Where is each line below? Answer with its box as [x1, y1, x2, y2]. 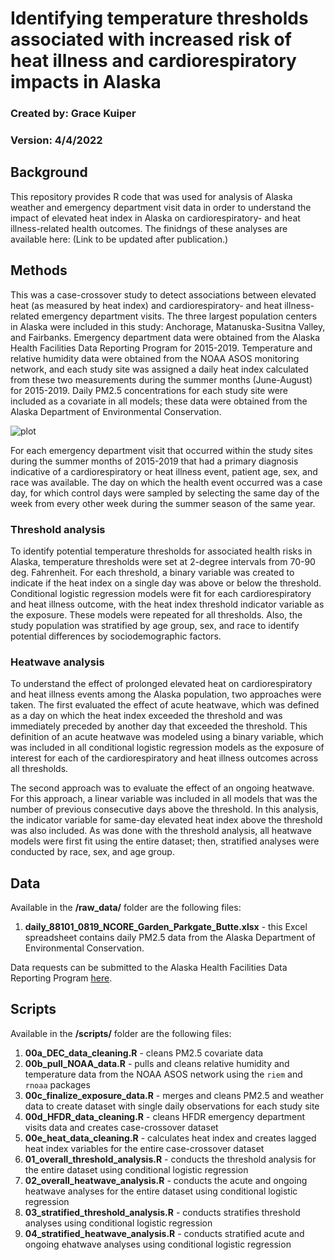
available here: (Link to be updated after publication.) [10, 233, 229, 245]
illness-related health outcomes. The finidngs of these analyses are [10, 222, 288, 234]
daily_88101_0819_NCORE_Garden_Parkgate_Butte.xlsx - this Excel [24, 921, 308, 933]
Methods [10, 262, 68, 279]
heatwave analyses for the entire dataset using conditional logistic [24, 1185, 298, 1197]
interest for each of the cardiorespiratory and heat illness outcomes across [10, 752, 319, 764]
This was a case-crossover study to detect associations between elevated [10, 288, 317, 301]
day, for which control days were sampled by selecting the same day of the [10, 487, 320, 499]
